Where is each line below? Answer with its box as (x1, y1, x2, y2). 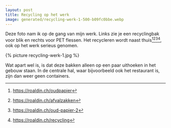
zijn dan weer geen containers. (5, 73, 70, 79)
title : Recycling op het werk (5, 12, 70, 17)
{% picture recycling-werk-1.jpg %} (5, 52, 80, 58)
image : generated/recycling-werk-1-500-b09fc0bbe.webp (5, 17, 124, 22)
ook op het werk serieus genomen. (5, 43, 79, 49)
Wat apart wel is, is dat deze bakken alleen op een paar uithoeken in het (5, 62, 156, 69)
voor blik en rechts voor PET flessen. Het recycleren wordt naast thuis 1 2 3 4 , (5, 36, 162, 43)
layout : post (5, 7, 33, 13)
